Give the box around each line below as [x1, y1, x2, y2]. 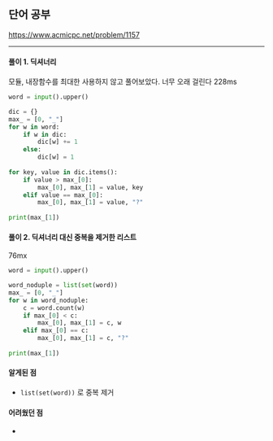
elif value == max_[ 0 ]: [23, 190, 104, 199]
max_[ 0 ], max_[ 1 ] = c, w [37, 319, 122, 327]
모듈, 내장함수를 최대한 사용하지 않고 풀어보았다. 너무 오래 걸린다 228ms [8, 76, 237, 87]
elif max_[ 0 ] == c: [23, 326, 89, 335]
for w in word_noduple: [8, 296, 89, 304]
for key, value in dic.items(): [8, 168, 118, 177]
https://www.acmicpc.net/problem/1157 [8, 29, 141, 39]
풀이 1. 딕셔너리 [8, 57, 57, 67]
